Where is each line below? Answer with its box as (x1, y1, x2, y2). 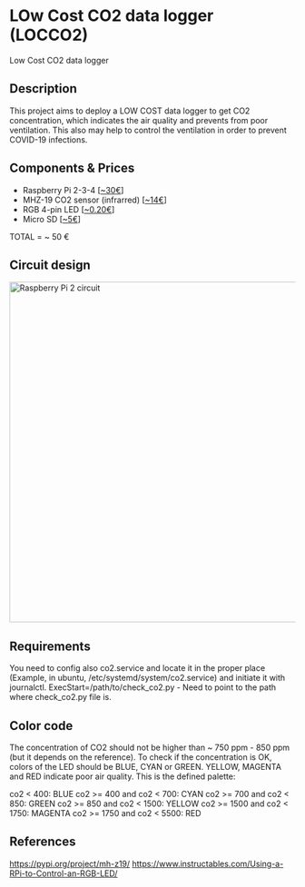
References (9, 834, 76, 850)
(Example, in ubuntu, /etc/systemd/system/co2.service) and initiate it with (9, 673, 286, 684)
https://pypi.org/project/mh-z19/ (9, 858, 131, 869)
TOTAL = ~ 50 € (9, 231, 70, 241)
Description (9, 81, 77, 96)
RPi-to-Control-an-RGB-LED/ (9, 868, 118, 879)
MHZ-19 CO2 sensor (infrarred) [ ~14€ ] (22, 194, 168, 205)
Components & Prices (9, 161, 135, 176)
